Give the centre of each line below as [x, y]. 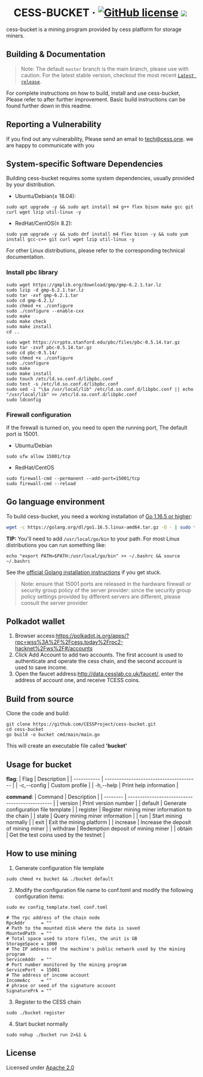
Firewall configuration [39, 415]
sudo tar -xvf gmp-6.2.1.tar [42, 295]
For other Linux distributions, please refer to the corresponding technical [96, 251]
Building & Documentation [56, 55]
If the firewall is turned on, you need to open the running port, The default [97, 427]
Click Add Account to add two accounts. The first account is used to [99, 655]
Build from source [40, 699]
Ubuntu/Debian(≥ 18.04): [45, 196]
